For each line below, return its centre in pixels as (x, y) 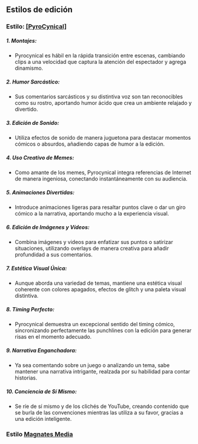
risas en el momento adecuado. (53, 337)
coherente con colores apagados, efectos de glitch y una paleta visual (100, 289)
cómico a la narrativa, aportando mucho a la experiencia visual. (92, 214)
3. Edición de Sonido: (33, 123)
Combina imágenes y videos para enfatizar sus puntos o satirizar (94, 242)
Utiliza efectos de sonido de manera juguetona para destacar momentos (103, 138)
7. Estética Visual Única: (37, 268)
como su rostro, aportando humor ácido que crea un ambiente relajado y (103, 103)
